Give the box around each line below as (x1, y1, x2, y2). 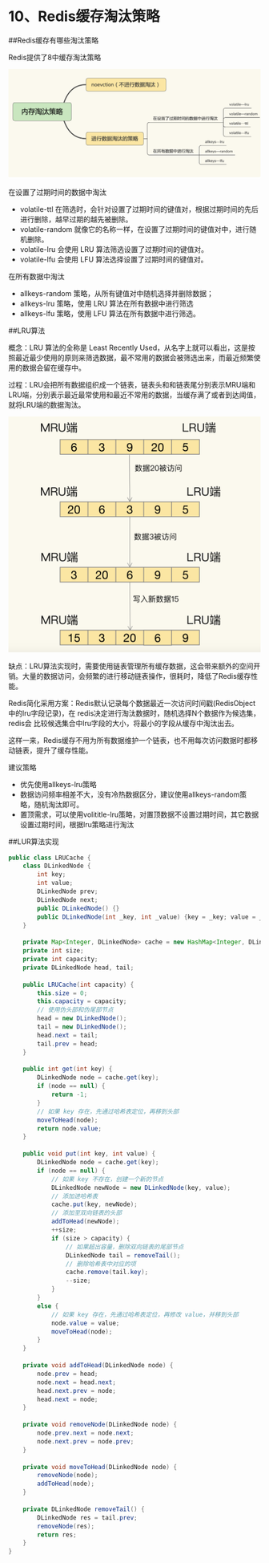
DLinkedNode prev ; (37, 887, 98, 895)
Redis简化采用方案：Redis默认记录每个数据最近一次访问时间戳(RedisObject (8, 698, 256, 708)
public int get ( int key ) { (22, 1065, 113, 1074)
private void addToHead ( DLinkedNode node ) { (22, 1362, 174, 1370)
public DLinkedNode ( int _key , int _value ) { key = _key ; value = (37, 912, 256, 921)
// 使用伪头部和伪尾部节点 (37, 1006, 114, 1014)
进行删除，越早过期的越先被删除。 (19, 214, 133, 224)
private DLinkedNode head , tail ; (22, 964, 134, 972)
